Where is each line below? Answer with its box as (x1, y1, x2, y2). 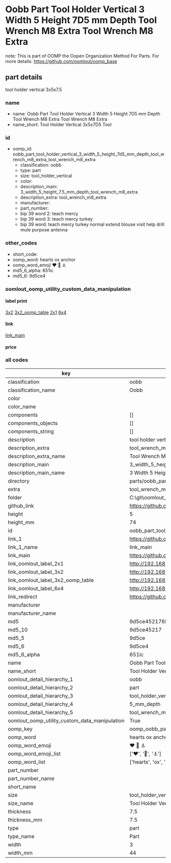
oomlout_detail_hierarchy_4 (8, 700, 73, 707)
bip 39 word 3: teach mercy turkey (20, 216, 93, 222)
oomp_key (8, 725, 33, 732)
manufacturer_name (8, 609, 56, 616)
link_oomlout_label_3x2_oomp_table (8, 576, 94, 583)
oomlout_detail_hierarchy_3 (8, 692, 73, 699)
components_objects (8, 420, 58, 427)
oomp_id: (12, 146, 33, 152)
